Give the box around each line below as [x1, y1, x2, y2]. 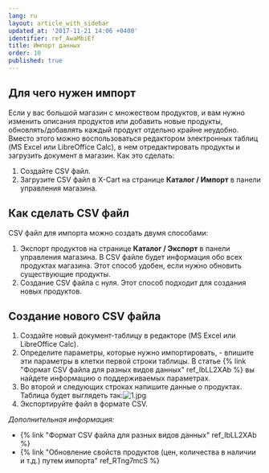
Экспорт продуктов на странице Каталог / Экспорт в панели [19, 243, 230, 253]
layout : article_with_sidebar [8, 19, 110, 27]
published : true [8, 57, 63, 65]
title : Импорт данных [8, 42, 81, 50]
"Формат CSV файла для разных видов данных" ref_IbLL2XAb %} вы [19, 365, 255, 375]
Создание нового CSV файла [8, 309, 161, 323]
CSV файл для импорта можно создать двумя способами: [8, 228, 209, 237]
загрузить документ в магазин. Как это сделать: [8, 150, 175, 160]
